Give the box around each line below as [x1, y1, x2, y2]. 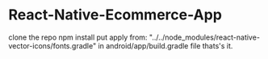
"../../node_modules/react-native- [149, 32, 261, 42]
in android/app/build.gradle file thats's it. [98, 40, 233, 50]
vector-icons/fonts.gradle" [8, 40, 97, 50]
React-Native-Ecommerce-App [8, 6, 222, 24]
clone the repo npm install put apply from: [8, 32, 148, 42]
